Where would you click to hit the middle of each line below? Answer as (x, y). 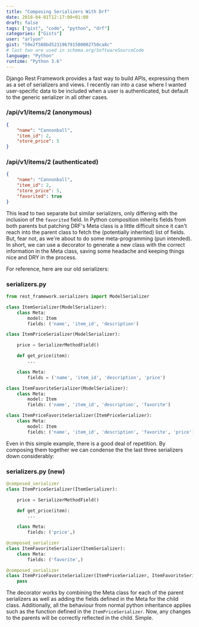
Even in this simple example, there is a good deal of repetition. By (86, 443)
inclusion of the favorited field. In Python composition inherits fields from (96, 219)
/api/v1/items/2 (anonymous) (49, 112)
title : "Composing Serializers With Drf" (58, 12)
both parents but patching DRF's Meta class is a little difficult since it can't (97, 225)
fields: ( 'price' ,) (52, 532)
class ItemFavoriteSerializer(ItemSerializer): (66, 548)
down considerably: (30, 456)
